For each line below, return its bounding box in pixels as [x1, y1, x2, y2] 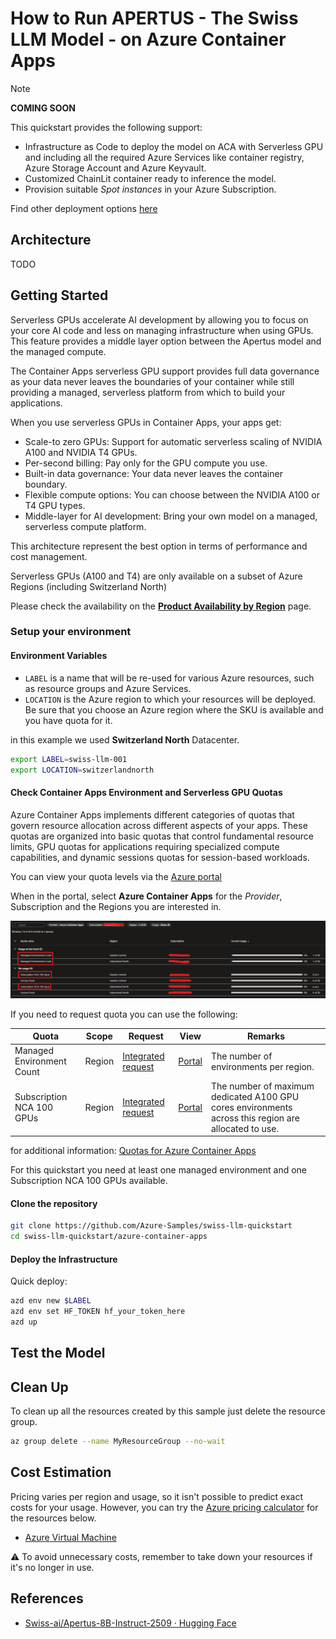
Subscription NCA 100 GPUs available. [10, 1175, 168, 1187]
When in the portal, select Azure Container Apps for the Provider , [10, 890, 283, 902]
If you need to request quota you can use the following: [10, 1008, 238, 1020]
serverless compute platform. [24, 520, 147, 532]
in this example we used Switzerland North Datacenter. [10, 733, 240, 746]
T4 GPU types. [24, 499, 86, 511]
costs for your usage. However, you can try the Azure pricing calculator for [10, 1501, 319, 1513]
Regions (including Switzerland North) [10, 580, 168, 592]
